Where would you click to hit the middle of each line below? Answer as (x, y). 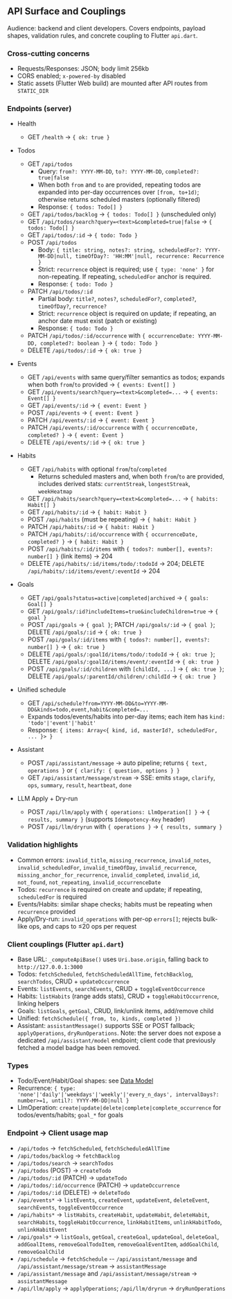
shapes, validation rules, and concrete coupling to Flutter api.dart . (102, 35)
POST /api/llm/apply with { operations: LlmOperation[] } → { (119, 812)
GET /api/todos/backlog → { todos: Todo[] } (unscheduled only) (122, 214)
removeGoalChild (41, 1252)
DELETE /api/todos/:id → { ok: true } (85, 350)
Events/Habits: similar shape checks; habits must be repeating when (115, 904)
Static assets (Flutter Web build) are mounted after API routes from (112, 83)
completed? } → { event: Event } (76, 435)
